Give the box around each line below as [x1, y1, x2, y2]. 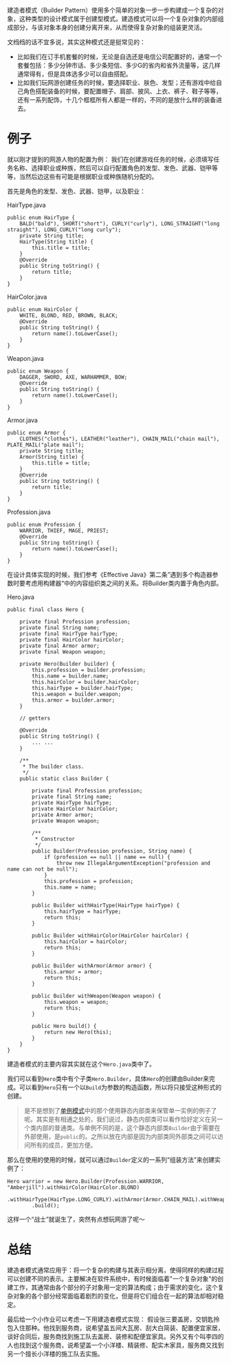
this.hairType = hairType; [43, 908, 122, 915]
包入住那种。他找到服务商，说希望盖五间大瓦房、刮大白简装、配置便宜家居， [7, 1323, 224, 1332]
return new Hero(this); [43, 1029, 112, 1036]
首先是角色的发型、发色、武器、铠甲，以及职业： [7, 187, 146, 195]
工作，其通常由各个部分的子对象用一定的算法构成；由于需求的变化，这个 [12, 1283, 218, 1292]
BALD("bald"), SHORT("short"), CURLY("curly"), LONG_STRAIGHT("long [19, 220, 220, 227]
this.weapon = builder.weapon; [32, 691, 122, 698]
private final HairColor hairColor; [19, 636, 125, 643]
